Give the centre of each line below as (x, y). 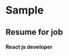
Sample (25, 10)
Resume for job (34, 32)
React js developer (29, 47)
